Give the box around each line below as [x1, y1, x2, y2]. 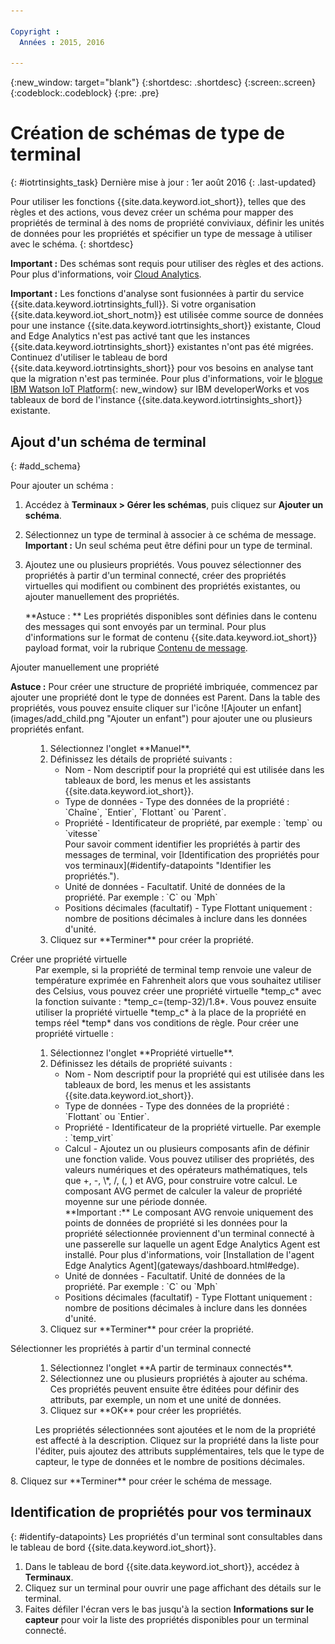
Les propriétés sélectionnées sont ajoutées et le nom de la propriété [35, 1424, 317, 1435]
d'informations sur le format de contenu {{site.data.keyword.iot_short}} [24, 631, 318, 643]
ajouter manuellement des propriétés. [24, 591, 180, 602]
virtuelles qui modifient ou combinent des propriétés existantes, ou [24, 580, 301, 592]
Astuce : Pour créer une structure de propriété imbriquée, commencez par [10, 681, 318, 692]
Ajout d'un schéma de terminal [10, 433, 207, 450]
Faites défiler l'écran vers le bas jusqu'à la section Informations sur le [24, 1603, 315, 1615]
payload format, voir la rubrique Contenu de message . [24, 642, 248, 654]
